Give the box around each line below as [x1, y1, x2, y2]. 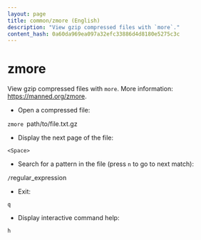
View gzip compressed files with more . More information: [7, 85, 173, 93]
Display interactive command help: [17, 214, 120, 222]
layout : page [7, 10, 46, 18]
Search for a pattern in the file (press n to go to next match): [17, 160, 195, 168]
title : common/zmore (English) [7, 17, 100, 24]
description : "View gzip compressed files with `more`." [7, 24, 180, 31]
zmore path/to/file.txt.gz [7, 120, 78, 128]
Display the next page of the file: [17, 133, 114, 142]
